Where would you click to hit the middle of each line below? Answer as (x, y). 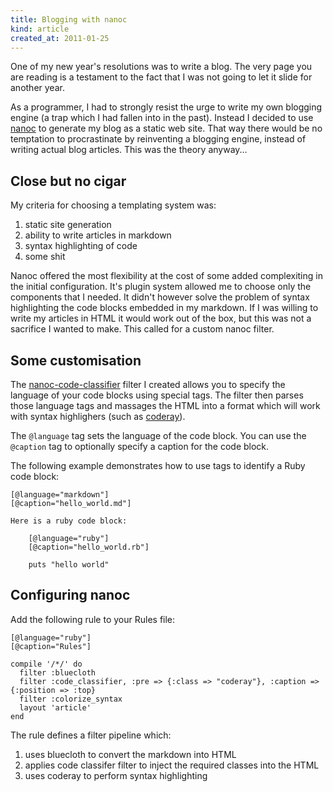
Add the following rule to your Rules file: (93, 619)
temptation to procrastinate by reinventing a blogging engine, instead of (158, 139)
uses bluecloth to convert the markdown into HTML (130, 754)
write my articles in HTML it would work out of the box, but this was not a (161, 318)
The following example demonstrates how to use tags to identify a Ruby (158, 465)
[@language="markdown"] (60, 495)
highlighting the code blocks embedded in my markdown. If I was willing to (164, 308)
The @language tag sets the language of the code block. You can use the (158, 435)
